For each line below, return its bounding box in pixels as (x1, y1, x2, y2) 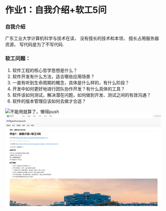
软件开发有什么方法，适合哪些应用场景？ (12, 73, 95, 79)
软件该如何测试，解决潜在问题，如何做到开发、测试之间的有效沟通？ (12, 92, 151, 98)
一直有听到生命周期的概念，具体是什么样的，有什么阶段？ (12, 79, 129, 85)
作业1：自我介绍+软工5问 (5, 4, 107, 16)
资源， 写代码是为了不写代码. (5, 41, 64, 47)
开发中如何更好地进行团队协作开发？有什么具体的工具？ (12, 86, 125, 92)
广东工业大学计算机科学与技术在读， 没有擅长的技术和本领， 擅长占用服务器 (5, 35, 159, 41)
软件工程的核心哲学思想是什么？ (12, 67, 78, 73)
